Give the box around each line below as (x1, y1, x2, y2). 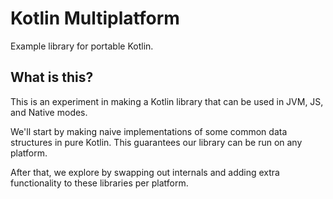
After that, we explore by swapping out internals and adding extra (10, 166, 280, 178)
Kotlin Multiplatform (10, 7, 180, 30)
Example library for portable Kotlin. (10, 40, 154, 52)
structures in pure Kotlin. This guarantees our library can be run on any (10, 136, 303, 148)
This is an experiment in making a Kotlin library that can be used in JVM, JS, (10, 95, 324, 107)
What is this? (10, 69, 94, 86)
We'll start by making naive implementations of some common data (10, 125, 288, 137)
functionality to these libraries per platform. (10, 177, 189, 189)
